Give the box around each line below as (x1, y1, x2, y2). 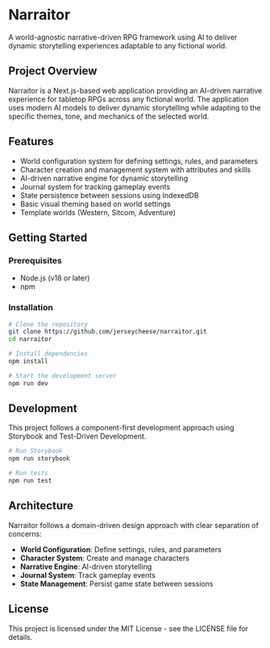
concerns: (8, 529, 43, 538)
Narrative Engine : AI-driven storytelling (19, 562, 152, 571)
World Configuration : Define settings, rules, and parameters (19, 544, 222, 554)
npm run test (8, 477, 52, 485)
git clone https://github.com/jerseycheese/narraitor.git (8, 328, 207, 336)
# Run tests (8, 469, 48, 477)
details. (8, 632, 33, 642)
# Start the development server (8, 372, 117, 380)
